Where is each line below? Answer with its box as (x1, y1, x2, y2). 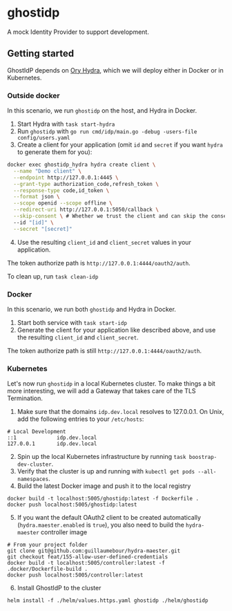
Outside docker (7, 91, 60, 100)
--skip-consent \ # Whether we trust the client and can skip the (13, 213, 209, 220)
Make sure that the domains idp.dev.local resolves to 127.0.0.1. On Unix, (17, 408, 224, 416)
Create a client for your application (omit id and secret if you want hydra (17, 140, 223, 149)
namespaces (17, 476, 49, 483)
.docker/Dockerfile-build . (7, 565, 88, 573)
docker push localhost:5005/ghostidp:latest (7, 501, 137, 509)
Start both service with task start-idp (17, 318, 128, 326)
